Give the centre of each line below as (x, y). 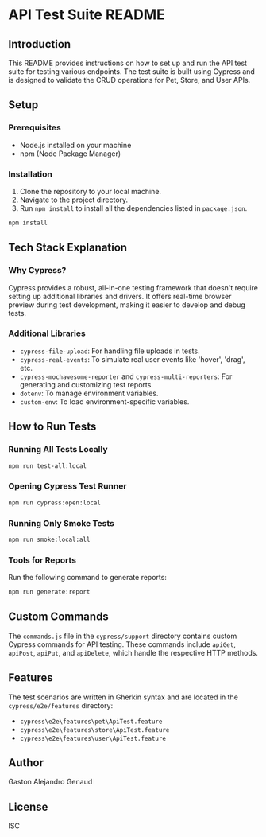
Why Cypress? (37, 271)
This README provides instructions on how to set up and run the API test (128, 63)
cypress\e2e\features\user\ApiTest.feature (93, 738)
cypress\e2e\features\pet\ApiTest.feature (91, 722)
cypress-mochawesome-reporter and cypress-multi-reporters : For (126, 376)
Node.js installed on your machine (75, 145)
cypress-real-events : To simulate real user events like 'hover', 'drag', (132, 359)
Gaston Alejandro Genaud (50, 782)
